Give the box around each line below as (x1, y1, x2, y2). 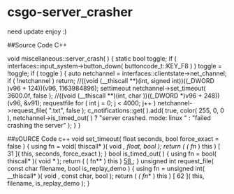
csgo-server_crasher (7, 4, 133, 20)
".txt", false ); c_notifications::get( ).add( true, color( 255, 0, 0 (48, 106, 225, 114)
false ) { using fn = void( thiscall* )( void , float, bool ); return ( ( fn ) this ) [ (7, 142, 221, 150)
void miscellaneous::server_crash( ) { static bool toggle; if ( (7, 54, 177, 63)
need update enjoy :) (7, 27, 67, 36)
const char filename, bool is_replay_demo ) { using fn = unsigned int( (7, 164, 205, 172)
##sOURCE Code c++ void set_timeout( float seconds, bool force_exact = (7, 134, 219, 143)
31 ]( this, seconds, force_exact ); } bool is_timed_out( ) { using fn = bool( (7, 149, 217, 158)
